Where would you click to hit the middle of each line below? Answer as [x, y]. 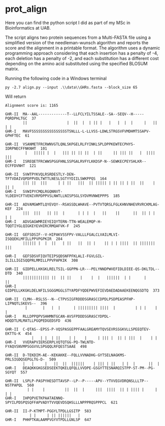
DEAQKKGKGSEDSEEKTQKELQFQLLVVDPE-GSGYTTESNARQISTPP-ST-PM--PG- [89, 368]
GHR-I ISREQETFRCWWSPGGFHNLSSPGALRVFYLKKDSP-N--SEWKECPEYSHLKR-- [76, 161]
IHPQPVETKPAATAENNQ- [44, 398]
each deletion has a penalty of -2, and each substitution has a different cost [82, 58]
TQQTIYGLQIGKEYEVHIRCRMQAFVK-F [37, 226]
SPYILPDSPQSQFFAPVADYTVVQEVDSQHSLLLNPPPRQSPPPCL [56, 402]
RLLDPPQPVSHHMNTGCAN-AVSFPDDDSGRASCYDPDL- [67, 316]
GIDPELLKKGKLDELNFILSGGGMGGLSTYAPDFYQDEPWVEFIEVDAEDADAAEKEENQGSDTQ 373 [82, 290]
